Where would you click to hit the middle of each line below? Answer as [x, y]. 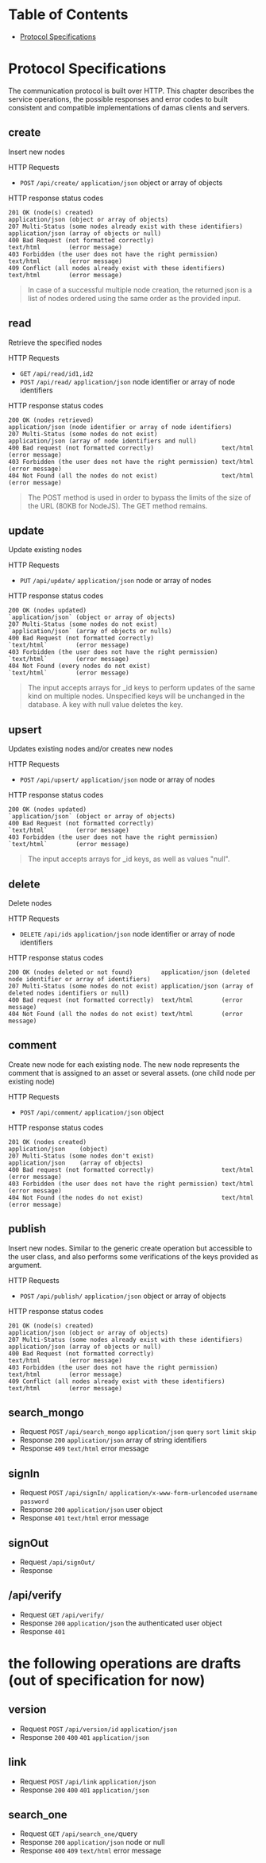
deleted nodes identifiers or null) [69, 993]
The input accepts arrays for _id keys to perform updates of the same [141, 688]
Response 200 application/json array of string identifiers [113, 1440]
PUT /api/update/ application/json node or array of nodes [116, 581]
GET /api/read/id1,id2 [56, 374]
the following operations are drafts [125, 1664]
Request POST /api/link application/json [88, 1781]
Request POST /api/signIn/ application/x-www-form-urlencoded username [139, 1493]
